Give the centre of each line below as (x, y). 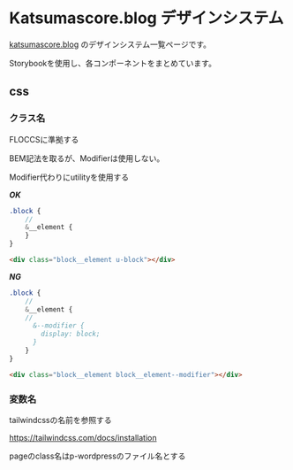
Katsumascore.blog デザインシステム (146, 18)
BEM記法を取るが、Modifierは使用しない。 (87, 158)
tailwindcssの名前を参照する (60, 420)
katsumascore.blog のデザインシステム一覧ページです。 (110, 44)
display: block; (71, 334)
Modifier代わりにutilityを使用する (69, 177)
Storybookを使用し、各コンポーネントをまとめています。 (113, 63)
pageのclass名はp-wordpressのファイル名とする (98, 456)
